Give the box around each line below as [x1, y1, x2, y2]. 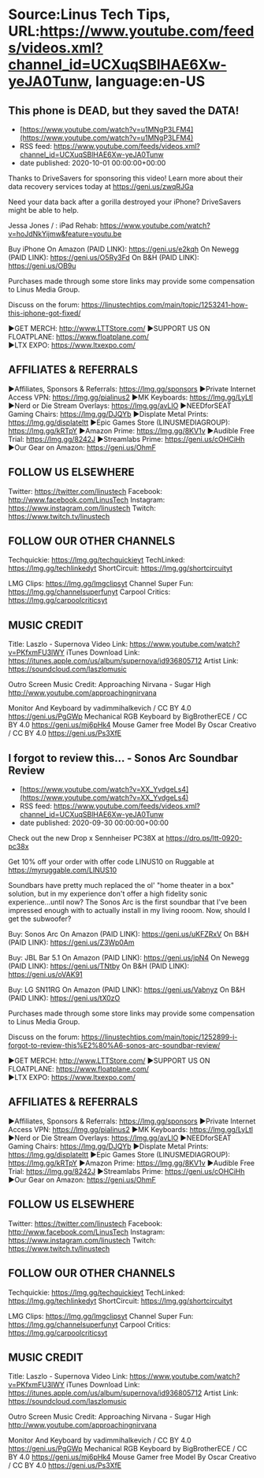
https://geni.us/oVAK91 [8, 970, 83, 979]
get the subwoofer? [8, 914, 72, 923]
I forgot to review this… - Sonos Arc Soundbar [8, 751, 239, 765]
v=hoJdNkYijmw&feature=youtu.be [8, 229, 122, 238]
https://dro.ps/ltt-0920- [165, 834, 243, 843]
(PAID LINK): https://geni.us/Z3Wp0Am [8, 938, 135, 947]
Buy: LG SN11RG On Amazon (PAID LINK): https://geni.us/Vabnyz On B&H [8, 985, 246, 994]
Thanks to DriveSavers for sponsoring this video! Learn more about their [8, 173, 244, 183]
